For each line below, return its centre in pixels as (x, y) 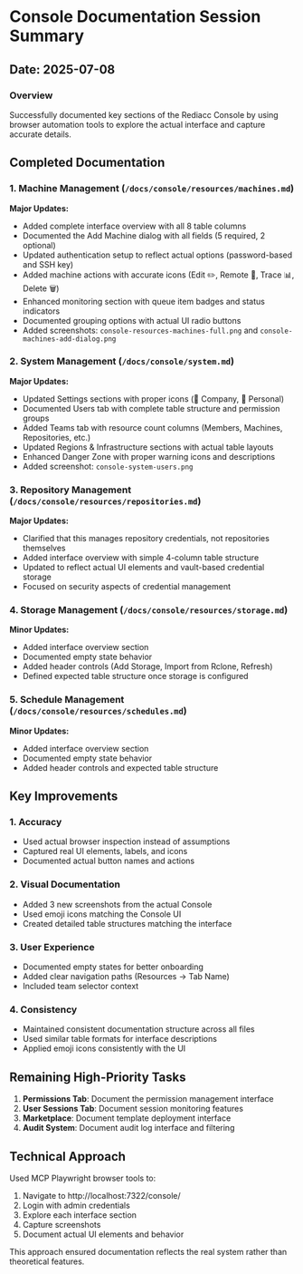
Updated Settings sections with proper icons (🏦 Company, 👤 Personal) (153, 399)
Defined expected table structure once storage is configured (135, 676)
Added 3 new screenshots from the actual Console (117, 904)
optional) (39, 245)
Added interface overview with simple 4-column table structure (141, 558)
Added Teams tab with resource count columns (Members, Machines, (152, 427)
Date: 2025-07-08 (62, 69)
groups (36, 418)
